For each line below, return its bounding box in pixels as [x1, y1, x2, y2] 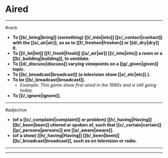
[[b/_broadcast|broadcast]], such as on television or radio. [12, 138, 137, 144]
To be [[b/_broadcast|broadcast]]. [12, 76, 85, 83]
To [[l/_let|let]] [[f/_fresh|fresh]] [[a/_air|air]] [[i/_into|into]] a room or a [12, 50, 162, 56]
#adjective [5, 107, 27, 113]
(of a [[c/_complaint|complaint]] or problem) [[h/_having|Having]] [12, 116, 152, 123]
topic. [12, 66, 25, 72]
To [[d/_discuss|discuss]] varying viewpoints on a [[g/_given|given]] [12, 61, 158, 67]
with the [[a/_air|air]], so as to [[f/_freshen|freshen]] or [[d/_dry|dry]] [12, 39, 159, 45]
